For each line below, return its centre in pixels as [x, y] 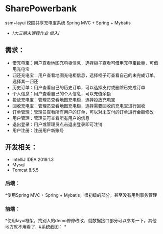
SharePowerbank [41, 9]
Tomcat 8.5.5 [25, 170]
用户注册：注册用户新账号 [38, 130]
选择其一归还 [25, 81]
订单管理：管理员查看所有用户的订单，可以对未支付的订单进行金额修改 [83, 112]
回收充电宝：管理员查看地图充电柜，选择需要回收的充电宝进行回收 [79, 105]
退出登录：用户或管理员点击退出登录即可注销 [57, 124]
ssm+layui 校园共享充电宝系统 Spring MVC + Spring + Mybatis [68, 23]
